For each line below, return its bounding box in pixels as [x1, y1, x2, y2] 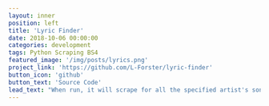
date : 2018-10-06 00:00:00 [8, 33, 98, 42]
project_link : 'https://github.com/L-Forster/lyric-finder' [8, 64, 214, 72]
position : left [8, 19, 59, 27]
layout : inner [8, 11, 56, 20]
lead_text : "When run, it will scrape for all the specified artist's [8, 85, 249, 94]
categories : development [8, 41, 91, 49]
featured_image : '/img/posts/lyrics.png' [8, 57, 149, 65]
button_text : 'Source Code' [8, 78, 102, 86]
